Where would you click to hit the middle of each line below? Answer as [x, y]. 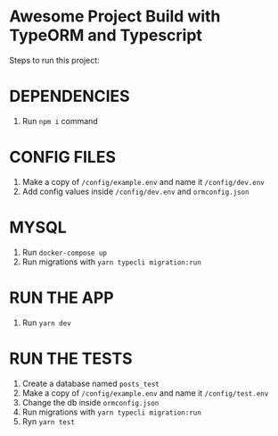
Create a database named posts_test [91, 383]
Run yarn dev [46, 323]
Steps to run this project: [54, 60]
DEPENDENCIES [70, 96]
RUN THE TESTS [71, 358]
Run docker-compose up [64, 252]
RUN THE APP [61, 298]
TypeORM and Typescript [106, 35]
